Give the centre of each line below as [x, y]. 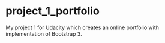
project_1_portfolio [52, 11]
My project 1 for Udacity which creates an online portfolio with [82, 27]
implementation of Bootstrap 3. [44, 33]
